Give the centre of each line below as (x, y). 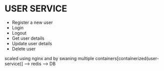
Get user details (28, 38)
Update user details (32, 43)
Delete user (24, 49)
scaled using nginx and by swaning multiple (49, 58)
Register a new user (32, 22)
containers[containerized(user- (127, 58)
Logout (19, 33)
